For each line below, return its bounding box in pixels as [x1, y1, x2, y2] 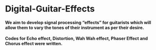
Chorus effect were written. [5, 41, 63, 47]
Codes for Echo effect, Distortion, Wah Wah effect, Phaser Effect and [5, 36, 148, 41]
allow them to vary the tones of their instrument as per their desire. [5, 25, 144, 30]
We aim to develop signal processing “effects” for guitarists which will [5, 19, 152, 25]
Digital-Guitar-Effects [5, 3, 95, 14]
